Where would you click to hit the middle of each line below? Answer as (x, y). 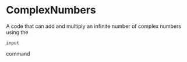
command (18, 53)
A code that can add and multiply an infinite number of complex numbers (94, 26)
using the (17, 32)
